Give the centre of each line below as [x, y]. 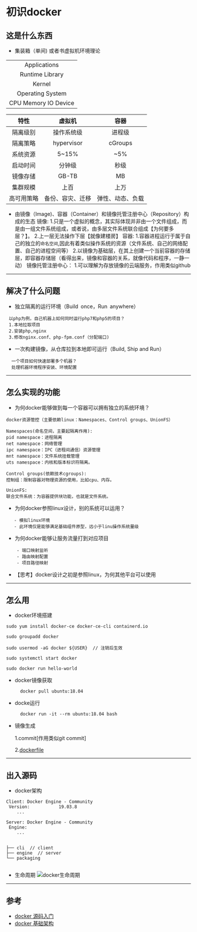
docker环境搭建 [33, 615]
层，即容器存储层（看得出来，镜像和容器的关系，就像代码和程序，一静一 [102, 258]
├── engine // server [34, 853]
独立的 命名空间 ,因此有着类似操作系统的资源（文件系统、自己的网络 [104, 243]
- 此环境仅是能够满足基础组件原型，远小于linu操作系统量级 [76, 526]
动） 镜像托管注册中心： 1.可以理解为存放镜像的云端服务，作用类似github [103, 265]
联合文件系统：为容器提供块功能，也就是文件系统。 [59, 497]
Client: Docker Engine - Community [50, 802]
